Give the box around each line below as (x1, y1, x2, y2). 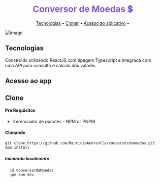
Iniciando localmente (5, 155, 50, 161)
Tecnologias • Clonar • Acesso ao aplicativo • (36, 20, 129, 26)
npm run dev (9, 172, 34, 177)
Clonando (5, 130, 26, 136)
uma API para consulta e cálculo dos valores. (5, 62, 97, 68)
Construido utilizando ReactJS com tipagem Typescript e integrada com (5, 57, 152, 63)
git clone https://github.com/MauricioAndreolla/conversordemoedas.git (5, 140, 155, 145)
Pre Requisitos (5, 107, 35, 113)
